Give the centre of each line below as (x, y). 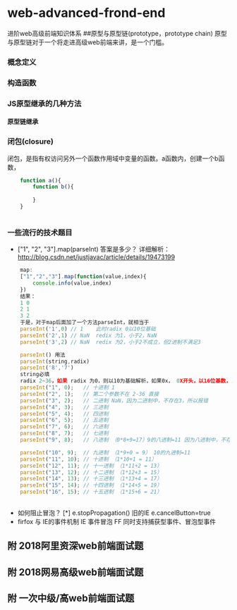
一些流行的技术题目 (40, 232)
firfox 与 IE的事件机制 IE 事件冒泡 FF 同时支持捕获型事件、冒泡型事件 (117, 521)
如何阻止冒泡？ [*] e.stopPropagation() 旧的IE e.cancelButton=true (114, 513)
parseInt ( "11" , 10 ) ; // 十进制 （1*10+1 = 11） (89, 459)
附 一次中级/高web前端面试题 (71, 598)
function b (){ (53, 187)
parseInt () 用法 (43, 355)
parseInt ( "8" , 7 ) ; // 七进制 (65, 434)
